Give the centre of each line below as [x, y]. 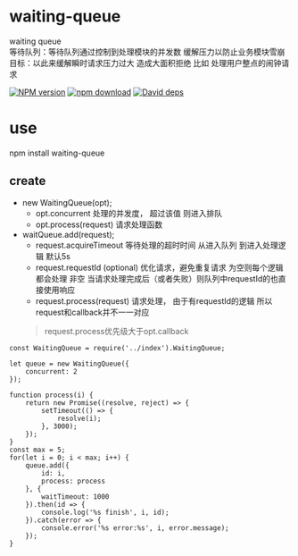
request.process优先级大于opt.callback [116, 331]
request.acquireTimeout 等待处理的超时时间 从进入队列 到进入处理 [157, 245]
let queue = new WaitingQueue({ [69, 364]
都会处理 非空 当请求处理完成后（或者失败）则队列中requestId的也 [157, 278]
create [28, 181]
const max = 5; [37, 450]
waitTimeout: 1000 [75, 497]
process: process [73, 481]
